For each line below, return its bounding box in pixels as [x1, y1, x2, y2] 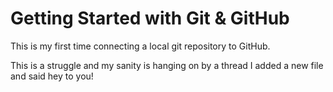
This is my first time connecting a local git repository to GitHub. [10, 40, 271, 52]
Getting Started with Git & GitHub [10, 7, 290, 30]
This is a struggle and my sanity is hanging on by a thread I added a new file [10, 59, 324, 71]
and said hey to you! [10, 70, 94, 82]
